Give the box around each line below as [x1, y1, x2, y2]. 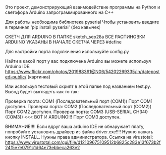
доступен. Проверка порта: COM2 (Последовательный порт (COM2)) [5, 104, 152, 109]
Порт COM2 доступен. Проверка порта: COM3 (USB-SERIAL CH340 [5, 109, 148, 115]
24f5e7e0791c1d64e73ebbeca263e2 [5, 145, 80, 150]
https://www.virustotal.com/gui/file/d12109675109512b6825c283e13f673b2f [5, 139, 161, 145]
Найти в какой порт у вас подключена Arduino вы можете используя [5, 58, 151, 64]
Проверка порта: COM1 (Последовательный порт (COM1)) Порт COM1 [5, 98, 153, 104]
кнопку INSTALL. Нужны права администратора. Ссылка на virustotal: [5, 134, 153, 140]
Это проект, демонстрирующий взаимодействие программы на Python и [5, 4, 160, 10]
